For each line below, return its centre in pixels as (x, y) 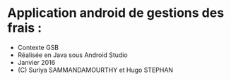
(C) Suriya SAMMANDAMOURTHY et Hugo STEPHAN (95, 70)
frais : (25, 28)
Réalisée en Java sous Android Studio (73, 55)
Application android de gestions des (116, 13)
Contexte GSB (38, 47)
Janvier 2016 (36, 62)
